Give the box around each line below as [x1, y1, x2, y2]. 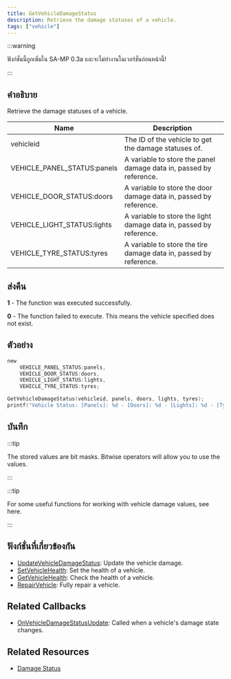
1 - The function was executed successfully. [7, 299, 132, 307]
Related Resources [7, 646, 89, 658]
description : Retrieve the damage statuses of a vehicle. [7, 17, 177, 23]
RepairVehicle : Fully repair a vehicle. [16, 581, 120, 589]
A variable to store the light [124, 211, 212, 221]
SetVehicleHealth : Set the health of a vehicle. [16, 565, 146, 574]
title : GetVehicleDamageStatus [7, 10, 97, 17]
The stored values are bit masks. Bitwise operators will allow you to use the [7, 452, 221, 461]
